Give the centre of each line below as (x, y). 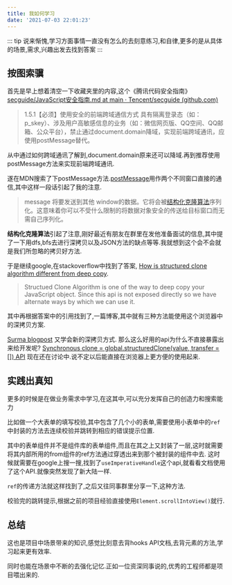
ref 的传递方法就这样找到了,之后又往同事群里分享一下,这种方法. (96, 486)
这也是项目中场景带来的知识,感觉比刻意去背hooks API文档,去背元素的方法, (112, 542)
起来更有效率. (32, 551)
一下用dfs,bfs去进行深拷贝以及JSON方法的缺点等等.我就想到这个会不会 (114, 242)
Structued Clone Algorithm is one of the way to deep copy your (114, 287)
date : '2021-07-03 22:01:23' (49, 20)
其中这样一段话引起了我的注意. (59, 187)
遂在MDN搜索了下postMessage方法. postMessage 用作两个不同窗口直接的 (111, 179)
